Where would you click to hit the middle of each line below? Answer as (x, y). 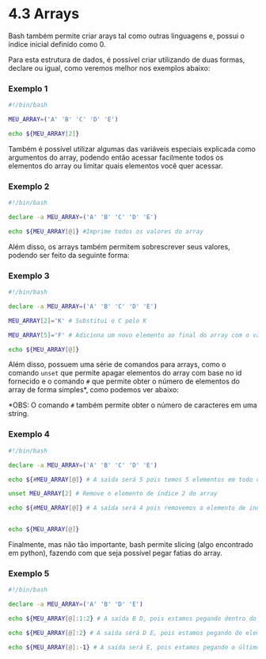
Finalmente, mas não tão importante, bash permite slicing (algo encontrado (131, 544)
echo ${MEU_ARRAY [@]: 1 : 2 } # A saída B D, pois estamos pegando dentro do (133, 619)
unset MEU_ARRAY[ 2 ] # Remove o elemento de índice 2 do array (113, 494)
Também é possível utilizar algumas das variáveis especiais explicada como (132, 148)
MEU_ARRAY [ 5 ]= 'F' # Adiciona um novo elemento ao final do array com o (129, 335)
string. (19, 414)
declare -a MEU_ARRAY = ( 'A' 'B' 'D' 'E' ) (76, 604)
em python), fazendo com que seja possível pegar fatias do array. (116, 553)
